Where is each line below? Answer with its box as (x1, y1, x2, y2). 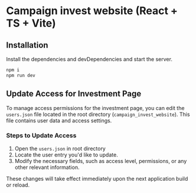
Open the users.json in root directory (14, 145, 106, 152)
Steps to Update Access (6, 131, 77, 139)
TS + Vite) (6, 16, 56, 30)
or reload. (6, 181, 30, 188)
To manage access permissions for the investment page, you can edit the (6, 104, 185, 111)
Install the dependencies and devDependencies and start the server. (6, 56, 173, 62)
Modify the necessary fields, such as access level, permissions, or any (14, 157, 187, 164)
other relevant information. (14, 164, 80, 171)
